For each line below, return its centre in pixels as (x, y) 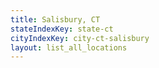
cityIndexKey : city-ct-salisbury (80, 38)
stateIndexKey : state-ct (62, 29)
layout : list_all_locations (69, 47)
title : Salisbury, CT (55, 19)
